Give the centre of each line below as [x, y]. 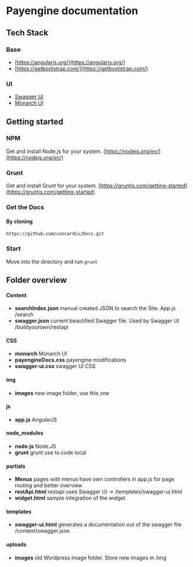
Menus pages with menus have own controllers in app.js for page [94, 479]
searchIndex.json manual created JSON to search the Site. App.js [95, 308]
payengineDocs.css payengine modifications [70, 360]
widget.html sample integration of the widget [70, 498]
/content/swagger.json [42, 531]
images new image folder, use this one [62, 393]
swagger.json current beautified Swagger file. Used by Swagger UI [97, 321]
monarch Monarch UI [41, 354]
